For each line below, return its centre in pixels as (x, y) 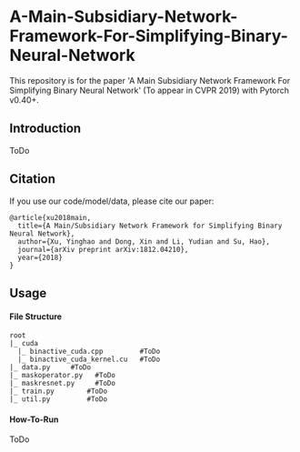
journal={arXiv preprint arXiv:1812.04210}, (103, 249)
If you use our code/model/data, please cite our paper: (112, 201)
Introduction (45, 129)
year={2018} (40, 257)
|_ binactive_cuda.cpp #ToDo (89, 352)
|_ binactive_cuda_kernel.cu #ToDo (89, 360)
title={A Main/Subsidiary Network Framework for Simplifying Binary (150, 226)
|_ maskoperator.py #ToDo (63, 376)
